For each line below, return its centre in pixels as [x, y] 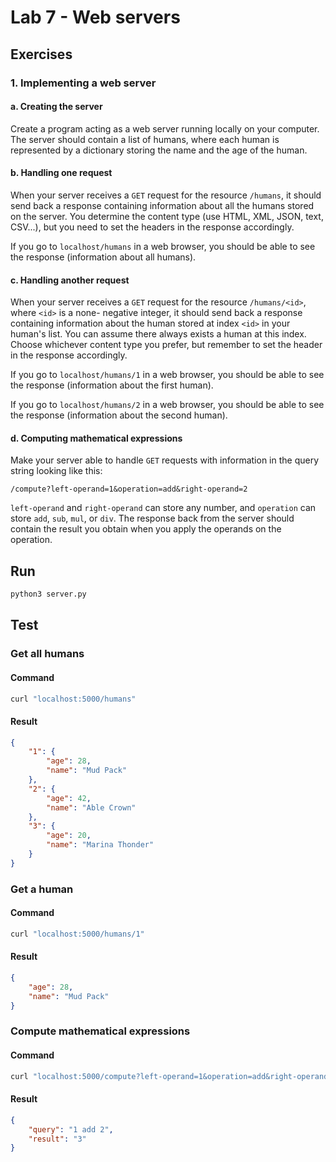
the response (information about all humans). [103, 257]
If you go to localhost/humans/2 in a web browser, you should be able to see [167, 405]
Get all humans [47, 654]
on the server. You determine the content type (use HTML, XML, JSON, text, [167, 216]
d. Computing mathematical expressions [96, 438]
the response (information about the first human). [112, 385]
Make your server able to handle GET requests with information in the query [165, 460]
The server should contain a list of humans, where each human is [145, 139]
